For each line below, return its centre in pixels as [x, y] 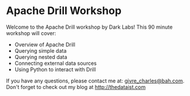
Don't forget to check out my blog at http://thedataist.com [76, 87]
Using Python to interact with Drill [55, 69]
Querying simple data [40, 50]
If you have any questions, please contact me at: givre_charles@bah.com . [95, 81]
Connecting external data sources [55, 63]
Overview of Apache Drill [45, 44]
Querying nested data [41, 57]
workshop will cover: [31, 33]
